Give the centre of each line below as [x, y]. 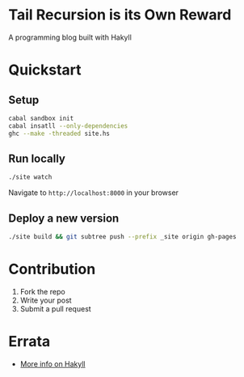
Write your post [46, 300]
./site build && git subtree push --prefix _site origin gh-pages [122, 237]
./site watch [30, 177]
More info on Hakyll [53, 364]
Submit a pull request [55, 308]
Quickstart [45, 70]
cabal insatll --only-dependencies [68, 126]
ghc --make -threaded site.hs [59, 133]
